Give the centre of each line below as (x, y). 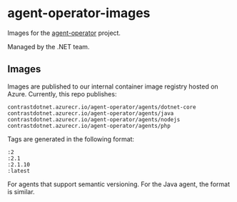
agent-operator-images (79, 13)
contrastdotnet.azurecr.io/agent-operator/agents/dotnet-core (102, 107)
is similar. (21, 191)
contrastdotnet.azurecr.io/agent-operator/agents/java (91, 113)
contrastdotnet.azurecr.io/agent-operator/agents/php (89, 126)
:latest (19, 171)
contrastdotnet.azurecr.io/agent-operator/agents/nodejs (94, 119)
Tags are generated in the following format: (71, 139)
